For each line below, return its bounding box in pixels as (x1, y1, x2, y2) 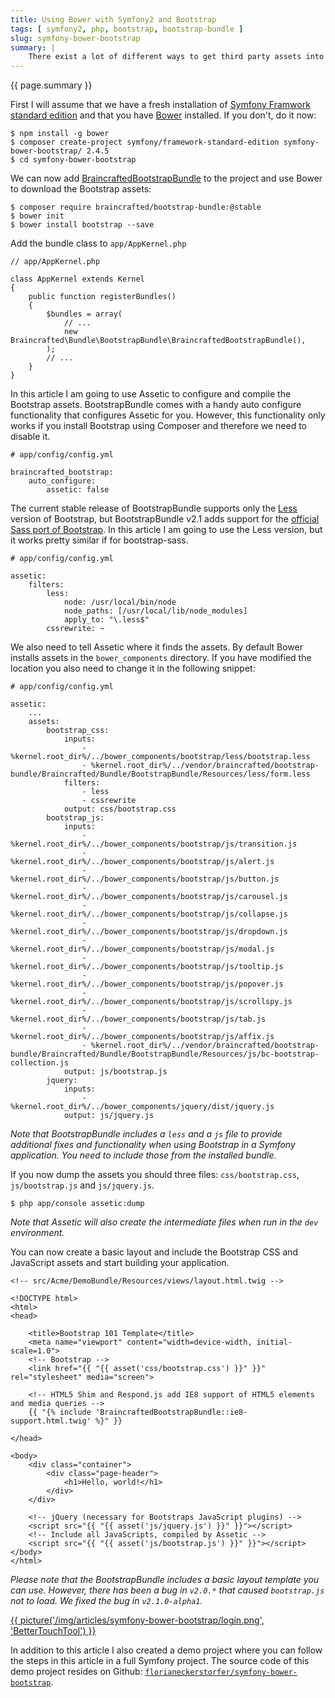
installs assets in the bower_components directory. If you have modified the (10, 652, 312, 664)
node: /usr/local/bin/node (63, 597, 177, 608)
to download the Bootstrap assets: (10, 183, 152, 195)
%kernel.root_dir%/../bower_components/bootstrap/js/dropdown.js (10, 927, 288, 937)
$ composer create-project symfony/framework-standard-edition (10, 137, 280, 148)
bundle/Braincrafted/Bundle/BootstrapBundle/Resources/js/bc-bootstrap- (10, 1049, 320, 1060)
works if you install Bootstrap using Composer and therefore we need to (10, 420, 307, 432)
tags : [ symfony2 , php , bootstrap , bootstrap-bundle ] (10, 24, 244, 34)
